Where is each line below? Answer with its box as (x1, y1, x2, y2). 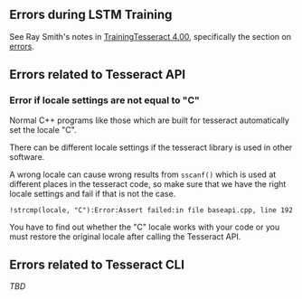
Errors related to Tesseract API (9, 67, 186, 82)
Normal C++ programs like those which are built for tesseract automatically (9, 115, 289, 126)
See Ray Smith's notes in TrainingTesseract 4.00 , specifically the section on (9, 31, 292, 42)
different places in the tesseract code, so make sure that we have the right (9, 178, 287, 189)
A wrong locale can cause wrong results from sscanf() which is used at (9, 169, 277, 180)
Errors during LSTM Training (9, 7, 173, 23)
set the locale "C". (9, 124, 77, 135)
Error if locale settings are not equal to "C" (9, 94, 201, 107)
